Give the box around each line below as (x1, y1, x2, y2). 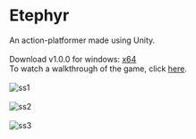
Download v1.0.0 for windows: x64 (9, 53, 137, 64)
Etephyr (9, 5, 70, 26)
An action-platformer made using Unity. (9, 35, 156, 45)
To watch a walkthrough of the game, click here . (9, 63, 188, 74)
